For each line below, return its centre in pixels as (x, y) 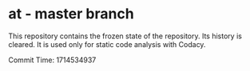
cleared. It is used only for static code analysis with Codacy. (107, 44)
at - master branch (71, 14)
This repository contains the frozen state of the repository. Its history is (125, 36)
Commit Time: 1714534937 (52, 60)
